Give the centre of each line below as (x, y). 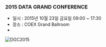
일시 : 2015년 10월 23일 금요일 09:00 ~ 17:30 (57, 18)
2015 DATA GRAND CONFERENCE (47, 7)
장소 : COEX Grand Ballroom (41, 24)
